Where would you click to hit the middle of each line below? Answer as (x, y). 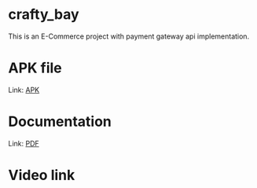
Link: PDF (24, 143)
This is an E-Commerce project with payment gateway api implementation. (129, 36)
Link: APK (24, 90)
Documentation (60, 122)
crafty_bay (44, 15)
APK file (35, 68)
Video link (42, 175)
